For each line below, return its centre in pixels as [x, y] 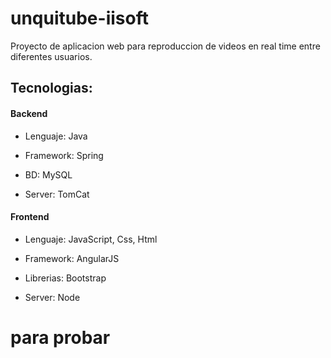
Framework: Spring [64, 155]
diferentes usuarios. [51, 56]
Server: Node [52, 297]
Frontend [30, 217]
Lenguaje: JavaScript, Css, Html [91, 239]
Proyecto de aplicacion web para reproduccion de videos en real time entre [165, 46]
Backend [29, 113]
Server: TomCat [57, 194]
